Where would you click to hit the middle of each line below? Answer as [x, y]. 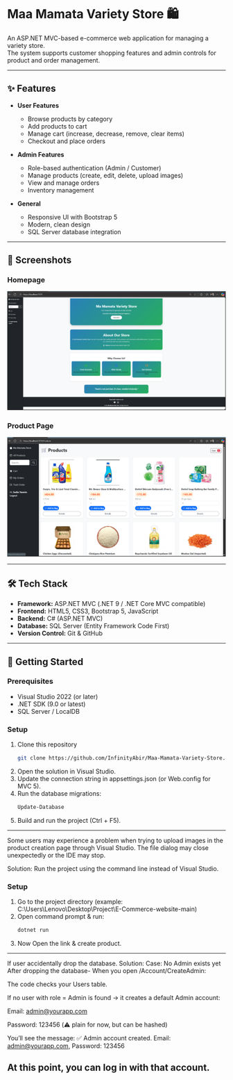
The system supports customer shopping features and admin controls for [112, 53]
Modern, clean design [59, 224]
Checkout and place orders [67, 141]
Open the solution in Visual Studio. [67, 771]
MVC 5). [29, 786]
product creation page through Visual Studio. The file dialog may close [108, 848]
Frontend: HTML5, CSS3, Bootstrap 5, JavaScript [88, 611]
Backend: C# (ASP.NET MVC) [60, 619]
